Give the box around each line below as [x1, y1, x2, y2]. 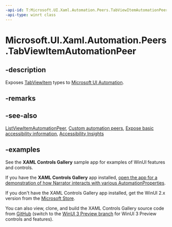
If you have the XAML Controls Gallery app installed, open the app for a [5, 174, 158, 180]
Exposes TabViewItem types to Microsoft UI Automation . [5, 79, 124, 85]
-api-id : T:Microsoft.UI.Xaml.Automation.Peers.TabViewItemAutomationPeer [5, 7, 168, 13]
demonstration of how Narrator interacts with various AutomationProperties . [5, 180, 166, 186]
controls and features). [5, 216, 54, 222]
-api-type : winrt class [5, 12, 56, 17]
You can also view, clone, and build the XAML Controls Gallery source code [5, 205, 164, 211]
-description [5, 66, 46, 74]
